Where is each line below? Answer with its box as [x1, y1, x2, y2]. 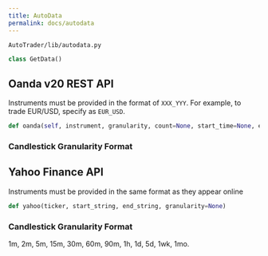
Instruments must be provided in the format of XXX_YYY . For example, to [8, 98, 242, 108]
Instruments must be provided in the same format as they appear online [8, 187, 243, 196]
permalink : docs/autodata [8, 19, 94, 27]
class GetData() [8, 55, 62, 63]
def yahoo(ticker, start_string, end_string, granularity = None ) [8, 202, 227, 210]
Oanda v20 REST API [8, 77, 114, 90]
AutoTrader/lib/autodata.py [8, 41, 102, 49]
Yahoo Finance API [8, 165, 104, 179]
